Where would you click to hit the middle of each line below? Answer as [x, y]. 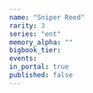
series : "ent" [35, 34]
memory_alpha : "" [41, 42]
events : [23, 58]
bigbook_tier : [35, 50]
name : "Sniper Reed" [47, 17]
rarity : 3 [27, 26]
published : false [41, 75]
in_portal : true [39, 67]
